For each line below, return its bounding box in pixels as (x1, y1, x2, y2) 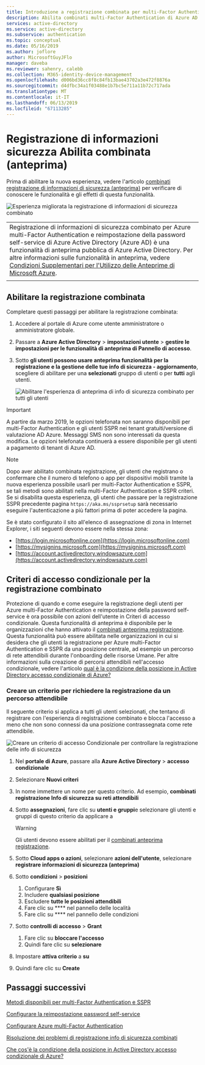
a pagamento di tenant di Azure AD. (6, 444, 96, 452)
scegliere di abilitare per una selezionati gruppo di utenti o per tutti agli (15, 370, 195, 377)
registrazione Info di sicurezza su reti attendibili (15, 794, 139, 802)
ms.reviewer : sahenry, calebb (6, 65, 84, 72)
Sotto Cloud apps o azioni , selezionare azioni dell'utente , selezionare (15, 855, 192, 862)
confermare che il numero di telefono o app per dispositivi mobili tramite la (6, 474, 193, 481)
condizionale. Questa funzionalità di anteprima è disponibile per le (6, 620, 173, 627)
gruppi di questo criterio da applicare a (15, 813, 113, 820)
